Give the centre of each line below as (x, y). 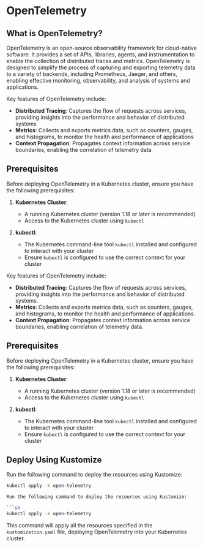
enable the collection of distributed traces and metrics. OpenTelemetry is (98, 61)
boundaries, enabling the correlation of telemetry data (83, 150)
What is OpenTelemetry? (54, 33)
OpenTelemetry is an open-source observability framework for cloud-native (102, 48)
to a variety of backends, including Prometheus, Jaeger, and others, (92, 74)
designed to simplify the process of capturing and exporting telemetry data (101, 67)
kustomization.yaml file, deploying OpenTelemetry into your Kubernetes (97, 532)
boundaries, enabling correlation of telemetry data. (79, 326)
